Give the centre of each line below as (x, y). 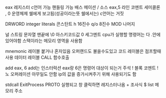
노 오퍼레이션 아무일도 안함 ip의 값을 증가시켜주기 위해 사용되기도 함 (71, 74)
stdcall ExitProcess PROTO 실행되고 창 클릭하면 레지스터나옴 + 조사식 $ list (80, 85)
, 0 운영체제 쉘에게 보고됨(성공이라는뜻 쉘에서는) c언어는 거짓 (65, 13)
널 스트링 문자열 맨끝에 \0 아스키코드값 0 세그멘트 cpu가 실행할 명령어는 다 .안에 (83, 34)
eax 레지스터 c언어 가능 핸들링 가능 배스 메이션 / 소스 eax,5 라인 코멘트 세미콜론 (83, 7)
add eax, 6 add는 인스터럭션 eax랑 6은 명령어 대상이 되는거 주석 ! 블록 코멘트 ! (82, 68)
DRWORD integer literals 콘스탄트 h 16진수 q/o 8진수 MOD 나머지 (70, 24)
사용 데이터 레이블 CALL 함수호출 (37, 57)
